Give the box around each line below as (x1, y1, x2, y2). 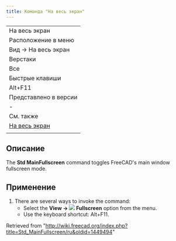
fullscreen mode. (6, 165, 47, 173)
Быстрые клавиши (9, 74, 61, 82)
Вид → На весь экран (9, 45, 70, 53)
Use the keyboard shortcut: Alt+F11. (23, 211, 109, 218)
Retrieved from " (6, 222, 46, 229)
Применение (6, 182, 56, 192)
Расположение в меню (9, 36, 75, 44)
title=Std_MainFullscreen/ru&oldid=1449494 (6, 229, 113, 236)
